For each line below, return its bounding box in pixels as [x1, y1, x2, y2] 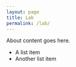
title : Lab [6, 15, 34, 21]
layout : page [6, 9, 40, 15]
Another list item [15, 55, 57, 63]
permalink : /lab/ [6, 20, 50, 26]
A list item [15, 49, 41, 56]
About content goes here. [6, 37, 71, 44]
